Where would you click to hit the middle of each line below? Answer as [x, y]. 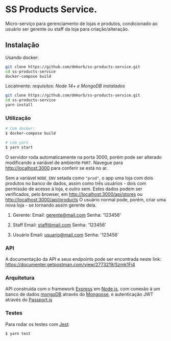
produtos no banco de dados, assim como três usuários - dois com [76, 183]
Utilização [18, 118]
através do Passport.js [29, 300]
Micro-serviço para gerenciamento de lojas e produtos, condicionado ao [82, 24]
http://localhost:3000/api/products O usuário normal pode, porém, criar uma [86, 199]
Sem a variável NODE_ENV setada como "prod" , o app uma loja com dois [79, 178]
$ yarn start [19, 147]
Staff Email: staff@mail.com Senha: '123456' [59, 225]
